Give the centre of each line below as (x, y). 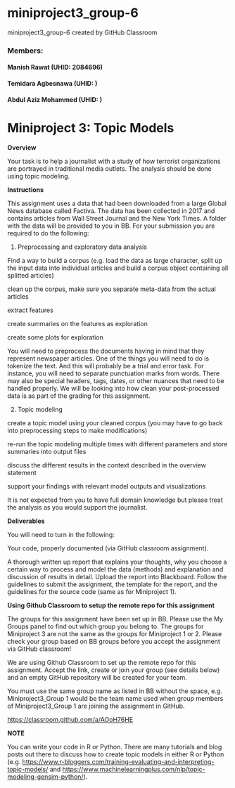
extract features (31, 310)
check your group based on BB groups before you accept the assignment (114, 641)
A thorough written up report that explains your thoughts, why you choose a (117, 562)
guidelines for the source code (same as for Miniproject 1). (92, 591)
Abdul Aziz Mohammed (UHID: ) (55, 99)
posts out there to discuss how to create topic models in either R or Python (116, 754)
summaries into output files (47, 451)
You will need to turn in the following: (61, 534)
